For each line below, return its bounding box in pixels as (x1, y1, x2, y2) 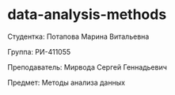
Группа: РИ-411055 (7, 47, 71, 56)
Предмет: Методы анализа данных (7, 78, 126, 87)
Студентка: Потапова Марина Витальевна (7, 32, 150, 41)
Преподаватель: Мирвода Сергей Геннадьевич (7, 62, 168, 72)
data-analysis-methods (7, 6, 167, 24)
